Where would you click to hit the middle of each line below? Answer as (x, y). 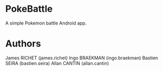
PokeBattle (29, 9)
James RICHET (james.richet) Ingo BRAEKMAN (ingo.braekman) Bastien (82, 58)
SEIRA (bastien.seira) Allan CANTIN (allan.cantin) (57, 63)
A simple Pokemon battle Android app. (46, 23)
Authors (23, 44)
